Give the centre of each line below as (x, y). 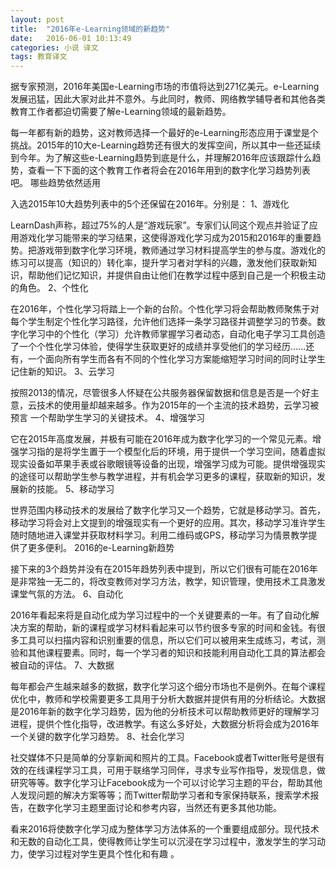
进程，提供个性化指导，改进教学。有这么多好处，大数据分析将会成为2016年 (165, 724)
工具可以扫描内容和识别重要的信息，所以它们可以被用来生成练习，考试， (167, 640)
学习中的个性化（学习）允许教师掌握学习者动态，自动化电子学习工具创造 (176, 334)
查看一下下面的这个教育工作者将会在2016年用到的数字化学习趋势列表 (169, 170)
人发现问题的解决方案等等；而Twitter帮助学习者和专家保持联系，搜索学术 (160, 795)
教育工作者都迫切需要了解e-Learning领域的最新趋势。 (121, 112)
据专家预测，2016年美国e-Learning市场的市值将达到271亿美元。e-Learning (165, 87)
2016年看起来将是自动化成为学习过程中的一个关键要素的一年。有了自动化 (160, 615)
